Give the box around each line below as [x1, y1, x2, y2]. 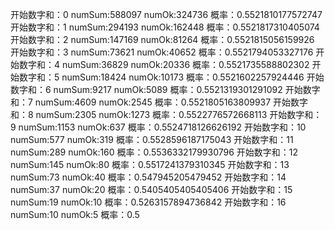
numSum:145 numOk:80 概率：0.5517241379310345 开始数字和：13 [10, 159, 290, 170]
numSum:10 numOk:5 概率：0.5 [10, 209, 140, 220]
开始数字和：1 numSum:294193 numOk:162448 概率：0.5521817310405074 [10, 21, 320, 33]
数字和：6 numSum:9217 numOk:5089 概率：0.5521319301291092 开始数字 [10, 84, 321, 95]
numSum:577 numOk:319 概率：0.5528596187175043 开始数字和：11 [10, 134, 294, 145]
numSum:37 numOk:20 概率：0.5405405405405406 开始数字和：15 [10, 184, 293, 195]
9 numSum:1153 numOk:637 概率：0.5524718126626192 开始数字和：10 [10, 121, 307, 133]
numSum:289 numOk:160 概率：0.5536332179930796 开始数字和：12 [10, 146, 299, 158]
